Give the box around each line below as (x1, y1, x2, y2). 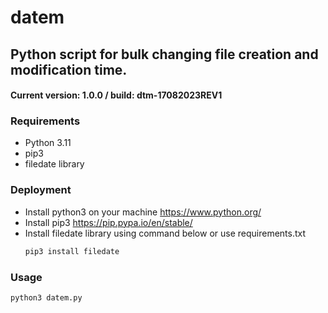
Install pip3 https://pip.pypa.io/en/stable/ (24, 216, 193, 228)
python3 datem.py (10, 292, 83, 303)
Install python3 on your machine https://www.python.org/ (24, 206, 262, 218)
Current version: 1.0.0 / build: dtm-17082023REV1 (10, 89, 223, 101)
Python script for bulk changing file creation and (10, 46, 319, 63)
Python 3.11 (24, 137, 72, 149)
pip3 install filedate (24, 246, 120, 256)
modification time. (10, 61, 128, 78)
